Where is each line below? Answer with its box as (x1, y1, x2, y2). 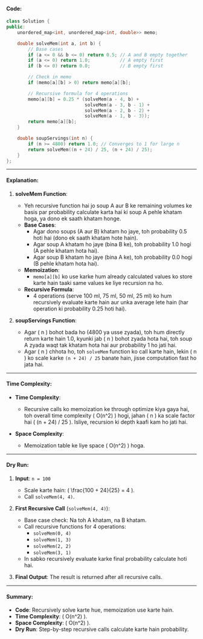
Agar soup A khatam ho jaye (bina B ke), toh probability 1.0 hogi (33, 240, 192, 248)
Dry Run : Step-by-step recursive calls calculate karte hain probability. (14, 626, 189, 633)
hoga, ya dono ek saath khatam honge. (24, 215, 121, 222)
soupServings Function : (14, 316, 77, 324)
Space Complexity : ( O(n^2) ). (14, 619, 91, 627)
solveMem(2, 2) (33, 543, 71, 550)
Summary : (6, 593, 33, 600)
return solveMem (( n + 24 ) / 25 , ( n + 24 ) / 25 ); (28, 146, 153, 153)
